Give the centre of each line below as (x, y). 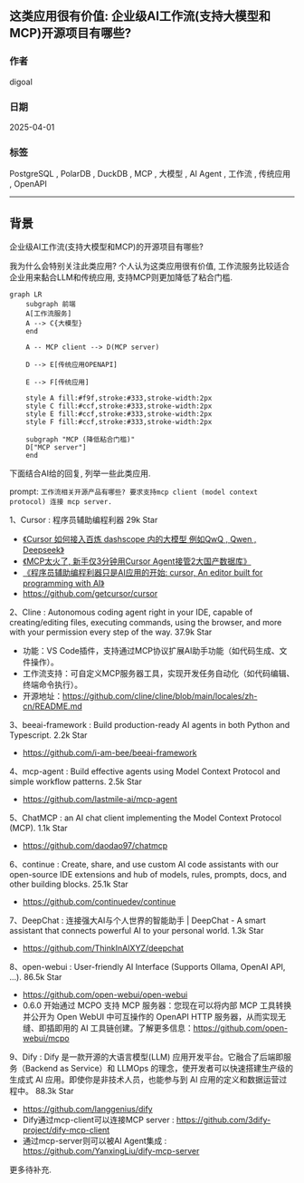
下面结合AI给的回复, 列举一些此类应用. (80, 473)
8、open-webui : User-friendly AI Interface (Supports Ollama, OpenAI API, (147, 967)
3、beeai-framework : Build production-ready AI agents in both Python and (150, 725)
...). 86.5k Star (36, 977)
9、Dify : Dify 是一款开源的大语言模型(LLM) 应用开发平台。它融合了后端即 (147, 1057)
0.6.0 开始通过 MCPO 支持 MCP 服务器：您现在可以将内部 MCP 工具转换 (157, 1005)
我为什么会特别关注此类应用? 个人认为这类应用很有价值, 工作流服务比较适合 (150, 267)
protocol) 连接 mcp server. (61, 502)
